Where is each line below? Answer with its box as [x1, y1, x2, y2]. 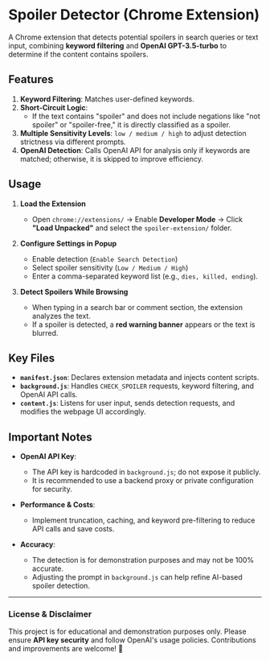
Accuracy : [19, 539, 56, 549]
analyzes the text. [31, 311, 91, 320]
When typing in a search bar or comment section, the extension [31, 302, 243, 312]
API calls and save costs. [31, 524, 115, 534]
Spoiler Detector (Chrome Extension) [8, 6, 260, 24]
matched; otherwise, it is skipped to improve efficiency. [19, 154, 203, 163]
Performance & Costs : [19, 500, 96, 510]
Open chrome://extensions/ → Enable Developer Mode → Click [31, 214, 243, 224]
